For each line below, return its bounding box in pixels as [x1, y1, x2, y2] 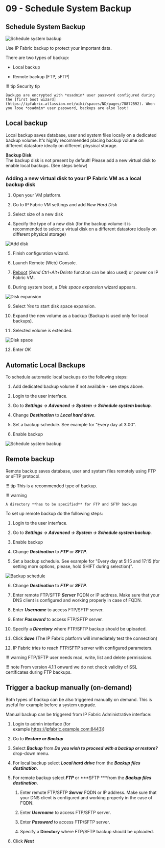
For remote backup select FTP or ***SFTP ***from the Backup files [12, 775, 152, 781]
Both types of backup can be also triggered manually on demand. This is [5, 696, 152, 702]
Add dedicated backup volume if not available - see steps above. [12, 383, 144, 389]
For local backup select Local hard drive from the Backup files [12, 760, 141, 766]
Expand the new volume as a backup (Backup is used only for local [12, 313, 148, 319]
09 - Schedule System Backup [5, 3, 132, 14]
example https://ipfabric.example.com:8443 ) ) [12, 726, 105, 732]
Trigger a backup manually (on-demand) [5, 684, 132, 692]
